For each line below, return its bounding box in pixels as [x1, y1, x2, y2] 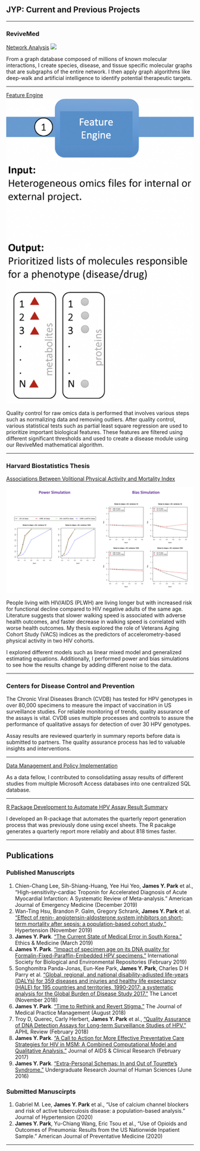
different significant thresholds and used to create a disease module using [6, 435, 189, 442]
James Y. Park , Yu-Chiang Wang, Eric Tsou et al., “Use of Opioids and [14, 1120, 187, 1127]
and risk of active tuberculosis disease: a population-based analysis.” [14, 1107, 186, 1115]
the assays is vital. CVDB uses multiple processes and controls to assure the [6, 715, 194, 722]
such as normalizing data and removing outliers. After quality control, [6, 416, 176, 423]
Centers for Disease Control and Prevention [6, 682, 135, 690]
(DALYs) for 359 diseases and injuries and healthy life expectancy [14, 977, 177, 984]
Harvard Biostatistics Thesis [6, 461, 90, 470]
